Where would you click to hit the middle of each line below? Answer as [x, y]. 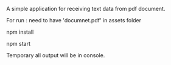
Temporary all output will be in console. [56, 55]
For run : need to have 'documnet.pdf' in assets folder [74, 20]
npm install [20, 32]
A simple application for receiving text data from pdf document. [86, 9]
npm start [19, 44]
